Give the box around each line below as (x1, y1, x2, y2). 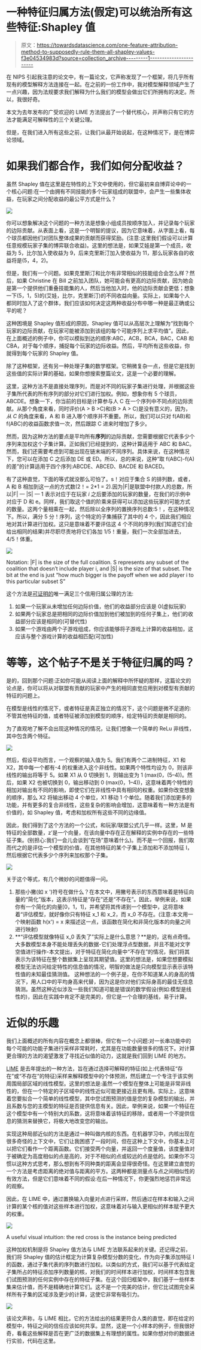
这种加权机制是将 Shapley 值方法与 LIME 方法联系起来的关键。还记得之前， (6, 1246, 191, 1253)
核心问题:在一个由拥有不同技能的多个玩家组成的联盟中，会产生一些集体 (11, 188, 187, 195)
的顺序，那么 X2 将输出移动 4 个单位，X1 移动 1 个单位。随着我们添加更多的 (6, 793, 192, 801)
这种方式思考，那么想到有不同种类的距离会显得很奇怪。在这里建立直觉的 (16, 1160, 195, 1167)
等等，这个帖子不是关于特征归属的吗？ (6, 656, 196, 670)
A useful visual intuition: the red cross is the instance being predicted (6, 1233, 177, 1240)
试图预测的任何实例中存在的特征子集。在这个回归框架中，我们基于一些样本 (11, 1276, 195, 1283)
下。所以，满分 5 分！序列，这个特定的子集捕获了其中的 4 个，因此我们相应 (6, 513, 192, 520)
